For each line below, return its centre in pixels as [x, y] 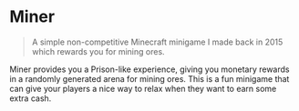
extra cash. [31, 98]
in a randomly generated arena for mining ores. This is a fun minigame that [149, 78]
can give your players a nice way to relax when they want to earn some [143, 88]
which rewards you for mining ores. [98, 51]
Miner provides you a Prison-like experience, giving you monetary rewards [149, 69]
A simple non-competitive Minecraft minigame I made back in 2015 [157, 42]
